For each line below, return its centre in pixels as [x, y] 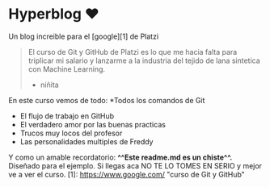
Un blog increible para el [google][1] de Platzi [84, 36]
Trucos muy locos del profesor [71, 133]
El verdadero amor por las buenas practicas [93, 124]
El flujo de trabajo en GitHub [67, 116]
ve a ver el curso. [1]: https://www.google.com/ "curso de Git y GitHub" [127, 174]
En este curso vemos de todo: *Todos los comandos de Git [107, 100]
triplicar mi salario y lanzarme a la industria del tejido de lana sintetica [144, 60]
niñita [49, 85]
